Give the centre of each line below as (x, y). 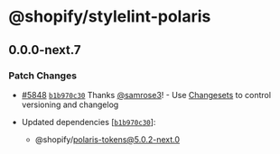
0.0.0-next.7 (45, 50)
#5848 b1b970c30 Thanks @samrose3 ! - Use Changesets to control (146, 95)
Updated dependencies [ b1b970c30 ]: (89, 122)
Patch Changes (43, 76)
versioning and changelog (70, 104)
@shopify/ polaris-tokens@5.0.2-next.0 (107, 139)
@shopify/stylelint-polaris (110, 17)
